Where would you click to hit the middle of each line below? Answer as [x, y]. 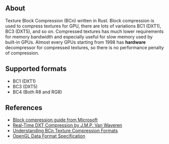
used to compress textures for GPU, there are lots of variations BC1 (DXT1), [83, 26]
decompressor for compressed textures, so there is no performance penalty [85, 47]
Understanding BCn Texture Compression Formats [65, 131]
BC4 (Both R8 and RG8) [37, 92]
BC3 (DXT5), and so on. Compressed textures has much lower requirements [85, 31]
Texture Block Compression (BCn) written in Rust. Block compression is [80, 20]
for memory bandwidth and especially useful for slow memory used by [79, 37]
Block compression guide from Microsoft [55, 120]
